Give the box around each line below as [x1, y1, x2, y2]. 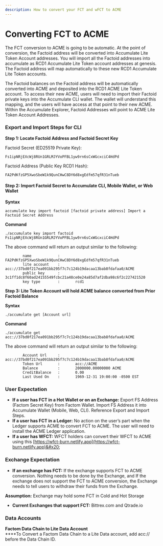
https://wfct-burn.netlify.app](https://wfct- [34, 439, 120, 445]
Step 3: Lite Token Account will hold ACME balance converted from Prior [5, 288, 156, 294]
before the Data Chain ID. [5, 536, 56, 542]
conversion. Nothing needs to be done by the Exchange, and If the [12, 473, 146, 479]
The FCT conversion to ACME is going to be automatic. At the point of [5, 45, 146, 51]
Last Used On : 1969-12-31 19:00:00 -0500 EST [23, 375, 139, 380]
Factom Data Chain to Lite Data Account [5, 525, 88, 532]
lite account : [23, 262, 60, 267]
